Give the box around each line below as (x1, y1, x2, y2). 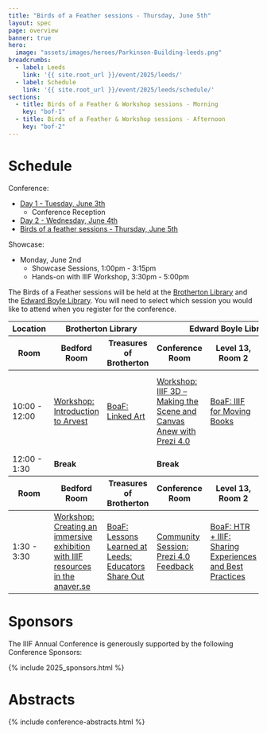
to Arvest (53, 415, 88, 427)
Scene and (156, 405, 197, 416)
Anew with (156, 425, 196, 436)
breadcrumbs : (8, 57, 52, 64)
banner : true (8, 33, 52, 42)
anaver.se (53, 580, 91, 591)
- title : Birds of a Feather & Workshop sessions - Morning (15, 100, 219, 108)
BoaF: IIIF (210, 396, 246, 407)
